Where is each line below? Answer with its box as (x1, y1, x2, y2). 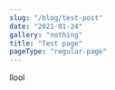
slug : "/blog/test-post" (9, 13, 103, 23)
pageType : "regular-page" (9, 47, 107, 56)
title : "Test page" (9, 38, 83, 48)
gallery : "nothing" (9, 30, 83, 39)
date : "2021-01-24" (9, 22, 83, 31)
